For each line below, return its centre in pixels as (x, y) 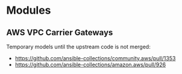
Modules (29, 10)
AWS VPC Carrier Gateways (60, 33)
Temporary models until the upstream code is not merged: (78, 47)
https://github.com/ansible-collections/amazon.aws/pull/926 (90, 64)
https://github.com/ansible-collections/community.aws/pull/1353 (95, 58)
